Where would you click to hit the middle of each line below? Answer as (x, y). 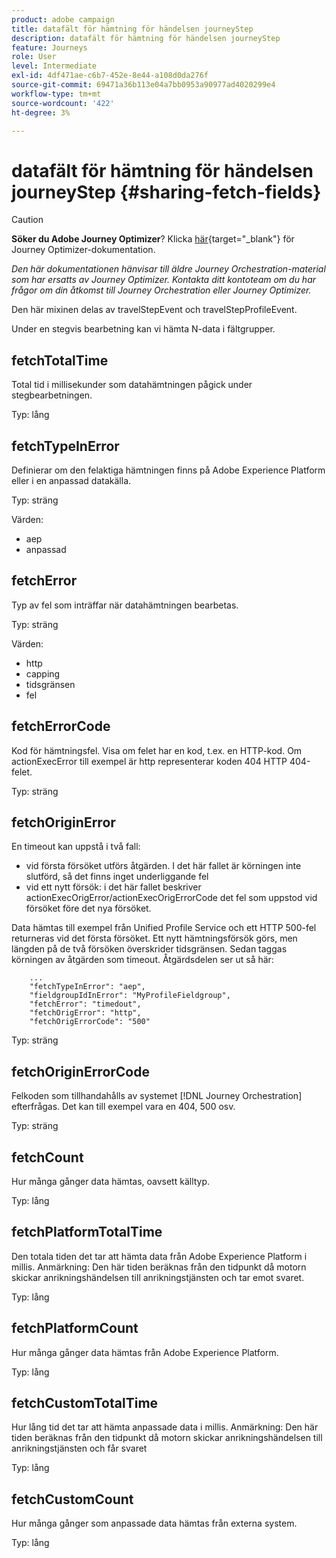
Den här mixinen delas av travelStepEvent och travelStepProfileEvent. (154, 310)
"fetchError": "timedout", (85, 1004)
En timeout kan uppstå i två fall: (76, 847)
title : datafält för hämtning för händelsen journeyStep (132, 29)
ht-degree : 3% (41, 112)
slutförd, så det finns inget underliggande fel (117, 877)
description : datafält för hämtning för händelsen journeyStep (146, 38)
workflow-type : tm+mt (56, 94)
